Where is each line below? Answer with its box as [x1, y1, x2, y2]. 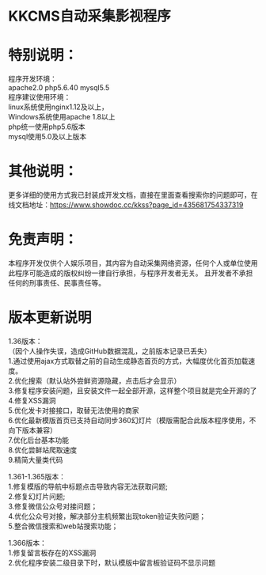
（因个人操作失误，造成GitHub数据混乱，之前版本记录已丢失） [8, 346, 211, 356]
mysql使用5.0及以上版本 [8, 132, 87, 142]
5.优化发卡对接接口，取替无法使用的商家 [8, 405, 139, 415]
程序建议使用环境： [8, 93, 71, 102]
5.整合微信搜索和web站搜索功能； [8, 521, 119, 531]
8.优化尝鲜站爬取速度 [8, 444, 78, 455]
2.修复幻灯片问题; [8, 491, 66, 501]
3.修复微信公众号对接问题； [8, 501, 98, 511]
